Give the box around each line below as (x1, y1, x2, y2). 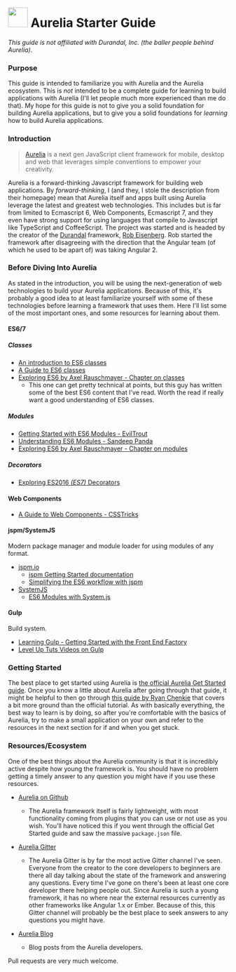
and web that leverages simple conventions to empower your (25, 157, 202, 166)
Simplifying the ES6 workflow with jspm (28, 578, 143, 586)
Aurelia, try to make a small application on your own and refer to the (8, 716, 204, 724)
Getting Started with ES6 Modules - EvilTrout (18, 430, 148, 438)
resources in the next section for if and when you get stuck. (8, 724, 181, 732)
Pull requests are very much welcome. (8, 957, 118, 965)
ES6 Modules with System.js (28, 592, 111, 601)
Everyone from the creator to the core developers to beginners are (28, 863, 221, 872)
